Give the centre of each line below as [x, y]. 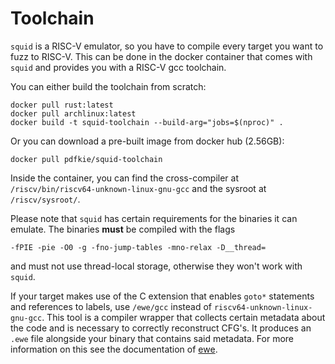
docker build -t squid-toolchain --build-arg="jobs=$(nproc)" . [147, 122]
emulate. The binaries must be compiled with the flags [123, 229]
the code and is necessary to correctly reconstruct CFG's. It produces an [161, 328]
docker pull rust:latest [62, 105]
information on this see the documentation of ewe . [114, 349]
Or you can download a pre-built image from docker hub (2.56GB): [147, 141]
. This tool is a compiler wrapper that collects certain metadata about [183, 317]
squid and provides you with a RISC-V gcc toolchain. [118, 67]
